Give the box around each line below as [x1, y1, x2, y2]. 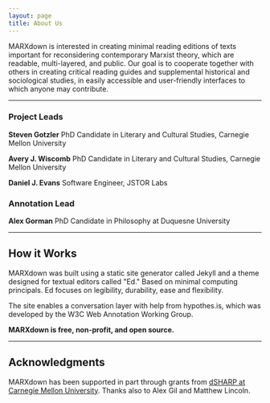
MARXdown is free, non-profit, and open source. [8, 324, 174, 334]
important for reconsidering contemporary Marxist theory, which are [8, 50, 235, 59]
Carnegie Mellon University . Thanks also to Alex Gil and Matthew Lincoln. [8, 385, 251, 395]
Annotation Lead [8, 197, 75, 209]
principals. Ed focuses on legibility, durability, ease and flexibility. [8, 285, 223, 295]
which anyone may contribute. [8, 83, 108, 93]
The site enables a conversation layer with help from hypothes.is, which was [8, 300, 261, 310]
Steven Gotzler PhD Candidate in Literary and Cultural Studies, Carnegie [8, 129, 249, 139]
